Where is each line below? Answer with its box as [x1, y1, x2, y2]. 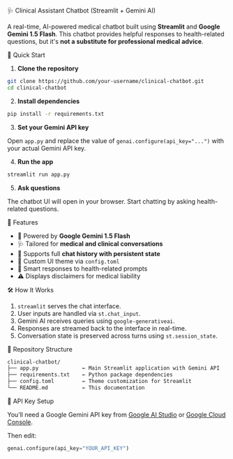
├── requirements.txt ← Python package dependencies [7, 371, 173, 379]
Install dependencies [17, 97, 80, 105]
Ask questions [17, 183, 61, 192]
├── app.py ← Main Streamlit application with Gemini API [7, 365, 220, 372]
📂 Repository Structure [7, 345, 73, 353]
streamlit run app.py [7, 171, 70, 178]
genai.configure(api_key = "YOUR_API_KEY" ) [7, 444, 130, 452]
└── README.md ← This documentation [7, 384, 145, 391]
